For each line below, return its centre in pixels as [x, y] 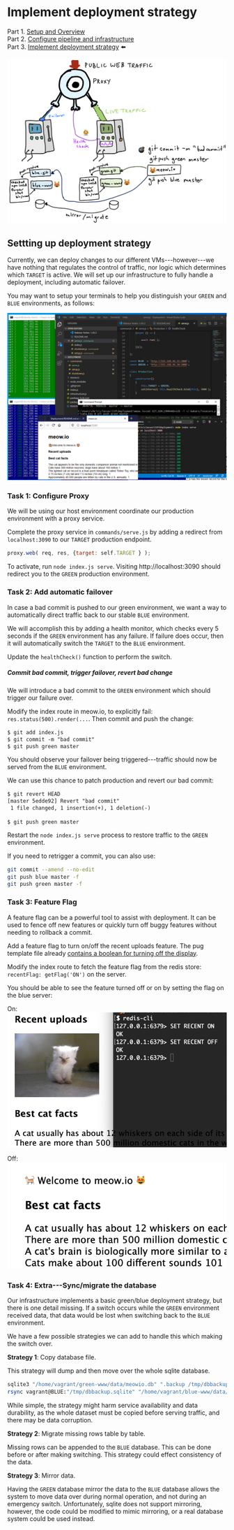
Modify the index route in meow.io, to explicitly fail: [80, 711]
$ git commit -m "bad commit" [51, 739]
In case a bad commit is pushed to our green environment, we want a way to [117, 607]
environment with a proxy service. [56, 518]
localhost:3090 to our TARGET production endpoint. [79, 539]
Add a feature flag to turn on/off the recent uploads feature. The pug [106, 946]
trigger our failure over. [40, 698]
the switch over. [30, 1344]
